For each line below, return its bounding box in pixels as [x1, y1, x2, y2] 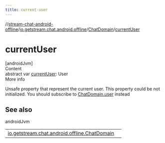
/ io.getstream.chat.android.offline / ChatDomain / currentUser [18, 26, 140, 32]
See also [5, 105, 32, 114]
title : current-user [5, 7, 48, 12]
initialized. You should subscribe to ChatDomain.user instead [5, 91, 130, 97]
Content [5, 65, 22, 71]
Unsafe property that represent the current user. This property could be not [5, 86, 161, 92]
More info [5, 76, 25, 82]
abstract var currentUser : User [5, 71, 68, 77]
